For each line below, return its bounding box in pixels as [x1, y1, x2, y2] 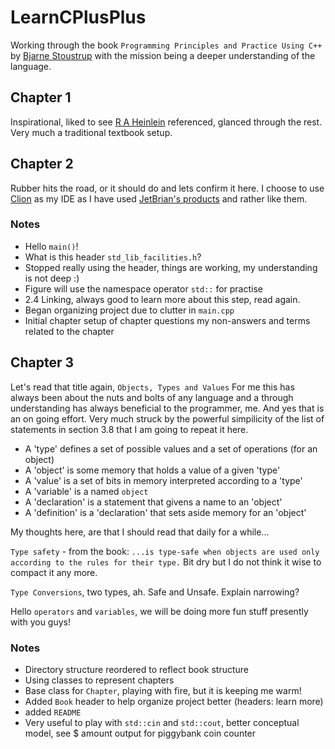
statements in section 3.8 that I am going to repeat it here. [10, 423, 249, 435]
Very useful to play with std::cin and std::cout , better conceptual [24, 716, 300, 728]
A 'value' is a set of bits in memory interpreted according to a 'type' [24, 474, 303, 486]
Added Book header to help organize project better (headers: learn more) [24, 695, 324, 707]
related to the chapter [24, 325, 115, 337]
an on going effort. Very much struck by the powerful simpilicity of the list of [10, 412, 325, 425]
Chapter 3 [10, 354, 75, 371]
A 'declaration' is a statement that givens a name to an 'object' [24, 496, 283, 508]
